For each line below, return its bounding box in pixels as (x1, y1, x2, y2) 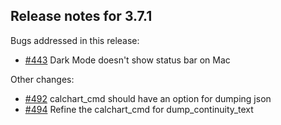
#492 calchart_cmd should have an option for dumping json (24, 92, 272, 104)
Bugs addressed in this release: (10, 34, 140, 46)
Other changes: (10, 73, 75, 85)
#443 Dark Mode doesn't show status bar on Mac (24, 54, 231, 66)
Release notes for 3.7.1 (10, 8, 153, 25)
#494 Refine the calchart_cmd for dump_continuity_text (24, 103, 254, 115)
